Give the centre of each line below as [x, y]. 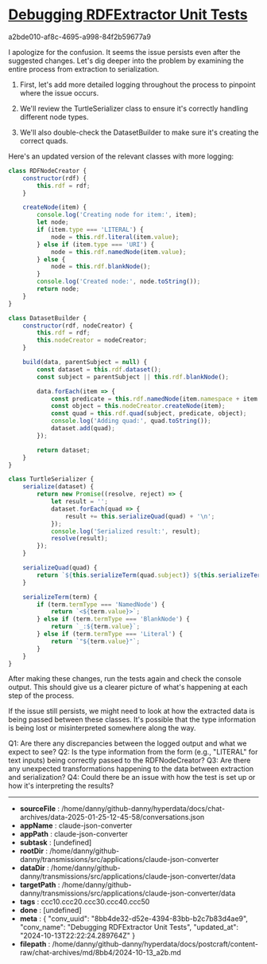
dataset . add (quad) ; [83, 429]
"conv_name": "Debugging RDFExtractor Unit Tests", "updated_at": [129, 927]
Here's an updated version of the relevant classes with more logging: [121, 156]
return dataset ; [64, 450]
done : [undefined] [50, 911]
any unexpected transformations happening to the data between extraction [131, 769]
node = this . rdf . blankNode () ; [101, 267]
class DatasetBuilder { [48, 318]
